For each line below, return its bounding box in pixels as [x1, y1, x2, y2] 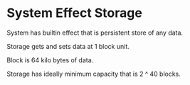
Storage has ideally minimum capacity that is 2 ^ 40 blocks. [6, 69, 181, 78]
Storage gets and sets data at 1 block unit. [6, 42, 130, 50]
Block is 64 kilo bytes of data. [6, 55, 94, 64]
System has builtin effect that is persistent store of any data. [6, 28, 183, 37]
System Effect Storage [6, 5, 143, 21]
